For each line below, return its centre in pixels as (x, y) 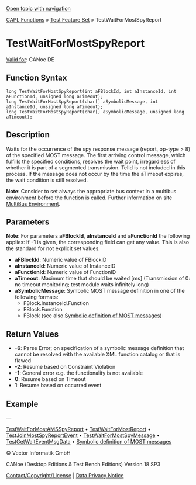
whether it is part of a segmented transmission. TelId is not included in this (96, 167)
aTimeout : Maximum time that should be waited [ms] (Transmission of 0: (102, 278)
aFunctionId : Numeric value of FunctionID (65, 272)
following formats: (36, 297)
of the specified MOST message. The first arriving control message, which (96, 155)
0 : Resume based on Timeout (50, 379)
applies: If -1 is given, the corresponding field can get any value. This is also (97, 243)
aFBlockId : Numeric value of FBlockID (61, 260)
